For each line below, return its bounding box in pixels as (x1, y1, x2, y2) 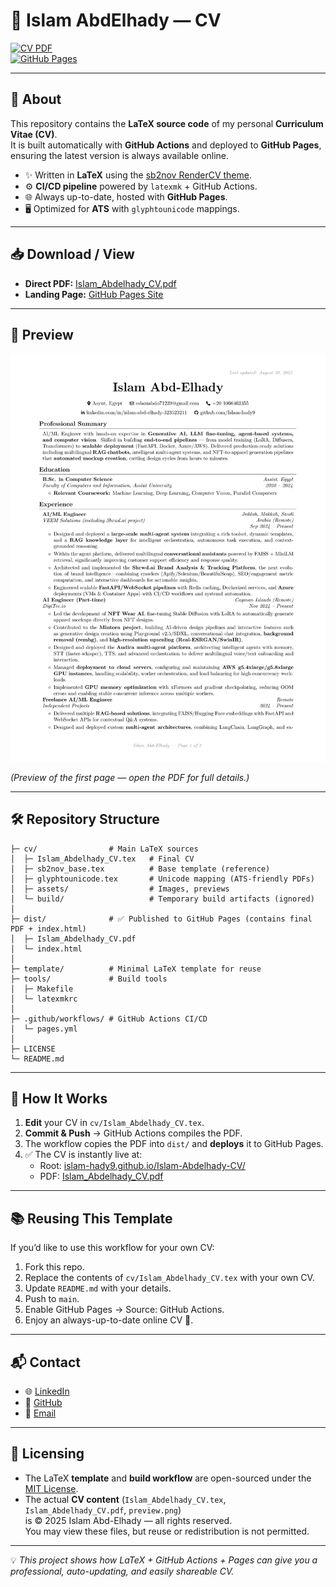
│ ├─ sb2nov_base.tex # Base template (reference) (10, 864, 271, 874)
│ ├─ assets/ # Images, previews (10, 884, 230, 894)
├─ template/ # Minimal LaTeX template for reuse (10, 964, 262, 974)
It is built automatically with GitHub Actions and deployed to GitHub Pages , (10, 139, 322, 151)
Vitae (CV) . (10, 128, 58, 140)
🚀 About (10, 91, 62, 108)
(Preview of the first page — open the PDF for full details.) (10, 771, 250, 783)
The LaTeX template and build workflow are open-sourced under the (24, 1472, 312, 1484)
